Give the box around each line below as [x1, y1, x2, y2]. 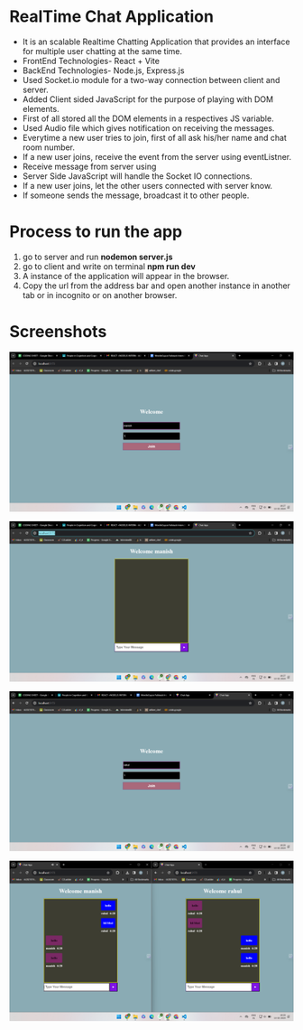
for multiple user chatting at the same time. [22, 45, 183, 56]
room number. [22, 142, 75, 153]
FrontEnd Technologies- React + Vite [22, 55, 161, 66]
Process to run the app [9, 221, 183, 242]
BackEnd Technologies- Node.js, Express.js [22, 65, 185, 76]
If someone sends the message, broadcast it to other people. [22, 190, 250, 201]
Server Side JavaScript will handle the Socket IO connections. [22, 170, 252, 182]
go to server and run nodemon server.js [22, 251, 173, 262]
